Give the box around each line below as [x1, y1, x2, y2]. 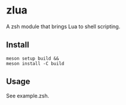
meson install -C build [6, 60, 65, 66]
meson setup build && [6, 55, 59, 62]
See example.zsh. [6, 92, 49, 99]
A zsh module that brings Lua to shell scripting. [6, 23, 121, 30]
